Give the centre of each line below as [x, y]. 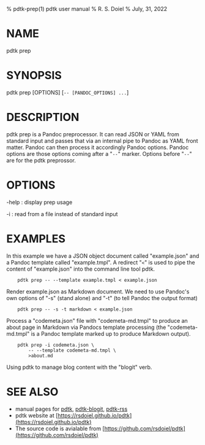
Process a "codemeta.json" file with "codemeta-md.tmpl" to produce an [97, 320]
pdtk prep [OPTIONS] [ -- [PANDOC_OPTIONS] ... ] [68, 92]
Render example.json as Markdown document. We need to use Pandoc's [98, 292]
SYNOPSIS [34, 75]
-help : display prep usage [39, 202]
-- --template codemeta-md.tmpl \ [72, 350]
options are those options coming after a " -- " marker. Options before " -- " [99, 153]
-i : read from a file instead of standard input [62, 214]
